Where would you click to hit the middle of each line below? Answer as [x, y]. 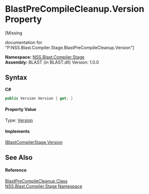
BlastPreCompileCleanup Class [36, 181]
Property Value [21, 109]
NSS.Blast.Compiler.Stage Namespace [44, 186]
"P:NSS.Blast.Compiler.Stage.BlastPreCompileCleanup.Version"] [70, 47]
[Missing [14, 33]
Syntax [16, 77]
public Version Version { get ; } [39, 98]
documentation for [24, 42]
